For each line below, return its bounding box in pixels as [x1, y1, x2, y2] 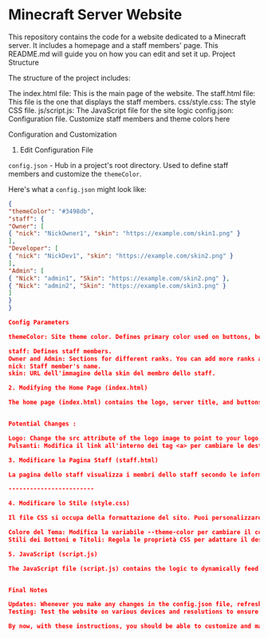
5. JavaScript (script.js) [8, 550, 98, 558]
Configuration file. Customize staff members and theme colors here [8, 114, 231, 123]
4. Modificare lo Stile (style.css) [8, 500, 130, 508]
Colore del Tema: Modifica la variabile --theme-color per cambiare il [8, 528, 251, 536]
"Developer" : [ [8, 245, 59, 253]
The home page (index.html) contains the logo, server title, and [8, 398, 234, 407]
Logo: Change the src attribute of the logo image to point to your [8, 434, 241, 442]
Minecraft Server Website [8, 6, 183, 24]
